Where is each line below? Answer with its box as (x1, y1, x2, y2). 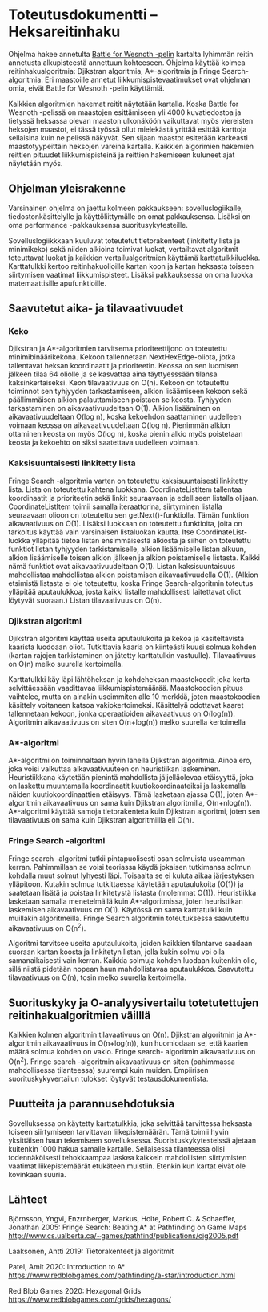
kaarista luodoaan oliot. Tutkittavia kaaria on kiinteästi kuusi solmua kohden (8, 642, 257, 652)
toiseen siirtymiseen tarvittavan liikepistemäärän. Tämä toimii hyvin (8, 1127, 230, 1136)
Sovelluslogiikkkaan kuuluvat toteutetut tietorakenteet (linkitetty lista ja (8, 235, 241, 246)
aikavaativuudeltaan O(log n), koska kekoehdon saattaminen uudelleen (8, 412, 242, 422)
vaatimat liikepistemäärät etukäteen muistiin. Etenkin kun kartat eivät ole (8, 1161, 246, 1171)
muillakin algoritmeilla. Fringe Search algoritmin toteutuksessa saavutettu (8, 913, 250, 923)
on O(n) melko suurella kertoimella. (8, 660, 124, 669)
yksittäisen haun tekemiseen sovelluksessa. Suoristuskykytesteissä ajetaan (8, 1135, 257, 1145)
